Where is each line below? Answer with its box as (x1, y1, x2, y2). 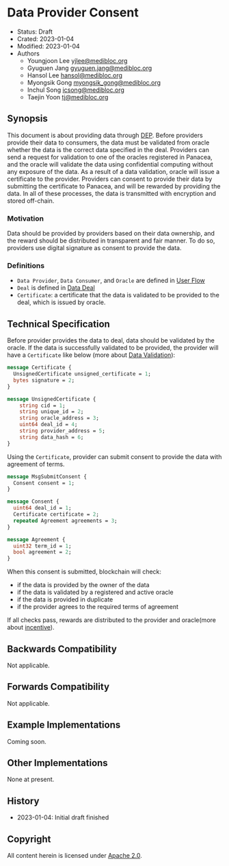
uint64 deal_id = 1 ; (13, 505, 72, 512)
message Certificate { (7, 364, 72, 371)
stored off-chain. (7, 197, 55, 205)
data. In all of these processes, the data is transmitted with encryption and (7, 189, 217, 197)
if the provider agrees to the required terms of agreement (16, 603, 179, 611)
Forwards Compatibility (7, 681, 110, 693)
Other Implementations (7, 757, 108, 769)
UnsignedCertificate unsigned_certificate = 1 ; (13, 371, 152, 378)
